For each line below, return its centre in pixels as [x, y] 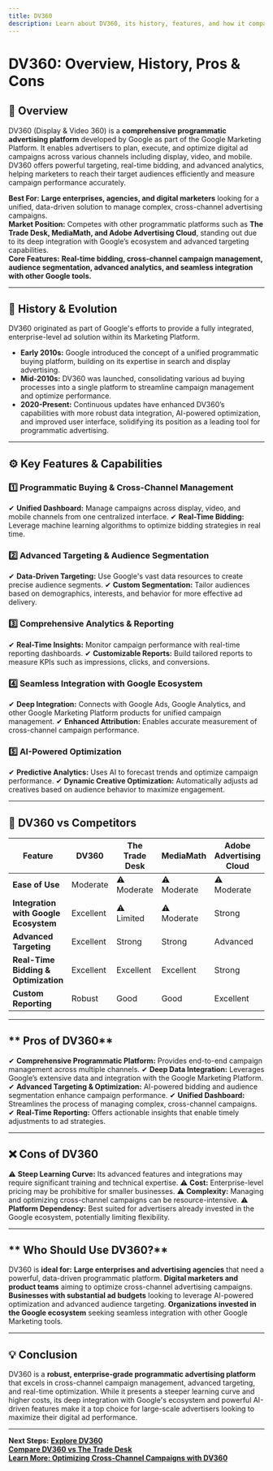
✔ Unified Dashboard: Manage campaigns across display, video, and [125, 508]
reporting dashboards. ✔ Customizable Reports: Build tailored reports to [131, 653]
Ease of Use [36, 885]
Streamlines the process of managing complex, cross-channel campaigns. [133, 1104]
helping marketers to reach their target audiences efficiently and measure [132, 174]
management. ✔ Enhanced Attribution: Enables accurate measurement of [133, 721]
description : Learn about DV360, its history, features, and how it [127, 24]
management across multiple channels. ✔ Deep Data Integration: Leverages [136, 1069]
